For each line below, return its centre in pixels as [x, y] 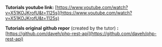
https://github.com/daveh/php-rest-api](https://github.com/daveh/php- [82, 33]
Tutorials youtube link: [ [31, 7]
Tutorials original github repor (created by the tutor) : [62, 28]
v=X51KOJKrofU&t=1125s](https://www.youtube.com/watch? [69, 13]
